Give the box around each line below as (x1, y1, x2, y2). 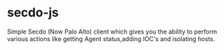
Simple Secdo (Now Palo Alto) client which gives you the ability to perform (7, 27, 217, 36)
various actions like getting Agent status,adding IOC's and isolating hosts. (7, 34, 216, 42)
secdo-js (7, 5, 60, 21)
